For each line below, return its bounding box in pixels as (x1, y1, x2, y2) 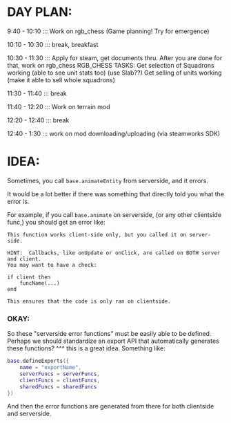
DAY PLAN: (7, 4, 72, 20)
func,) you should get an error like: (7, 218, 106, 226)
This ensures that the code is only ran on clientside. (7, 298, 171, 305)
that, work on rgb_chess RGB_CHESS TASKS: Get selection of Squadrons (7, 61, 215, 69)
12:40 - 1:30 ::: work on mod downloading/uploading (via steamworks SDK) (7, 129, 221, 138)
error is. (7, 197, 30, 205)
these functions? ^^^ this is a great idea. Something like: (7, 344, 165, 352)
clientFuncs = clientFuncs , (19, 377, 100, 384)
